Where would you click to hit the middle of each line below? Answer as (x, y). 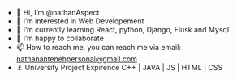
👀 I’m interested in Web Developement (80, 21)
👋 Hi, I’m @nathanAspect (58, 13)
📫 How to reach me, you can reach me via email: (98, 47)
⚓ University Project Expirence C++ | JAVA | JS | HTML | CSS (119, 67)
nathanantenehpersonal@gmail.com (77, 59)
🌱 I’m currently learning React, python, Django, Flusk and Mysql (123, 29)
